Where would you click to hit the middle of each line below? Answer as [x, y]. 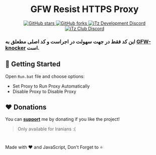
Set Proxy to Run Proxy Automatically [51, 86]
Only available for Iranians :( [47, 129]
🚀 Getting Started [33, 64]
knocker [16, 48]
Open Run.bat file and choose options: [45, 76]
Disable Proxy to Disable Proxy [44, 91]
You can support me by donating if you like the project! [62, 119]
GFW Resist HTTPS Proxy [85, 9]
